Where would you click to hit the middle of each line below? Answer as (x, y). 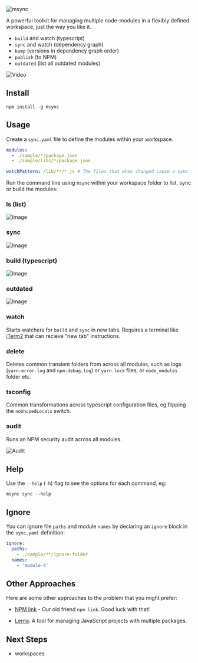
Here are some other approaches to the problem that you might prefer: (92, 598)
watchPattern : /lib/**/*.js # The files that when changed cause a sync (97, 172)
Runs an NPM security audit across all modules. (64, 439)
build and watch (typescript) (50, 38)
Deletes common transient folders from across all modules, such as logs (94, 364)
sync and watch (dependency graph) (59, 45)
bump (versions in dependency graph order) (67, 51)
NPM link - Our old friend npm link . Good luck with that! (82, 609)
